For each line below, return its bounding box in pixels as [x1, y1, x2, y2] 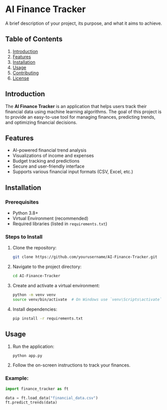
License [12, 75, 29, 81]
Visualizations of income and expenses [12, 152, 94, 159]
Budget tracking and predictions [12, 158, 80, 164]
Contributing [12, 70, 39, 76]
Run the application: [12, 343, 54, 349]
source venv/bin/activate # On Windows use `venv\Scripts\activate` [12, 297, 162, 302]
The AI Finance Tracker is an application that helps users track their [5, 103, 147, 109]
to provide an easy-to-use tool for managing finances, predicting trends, [5, 114, 155, 120]
